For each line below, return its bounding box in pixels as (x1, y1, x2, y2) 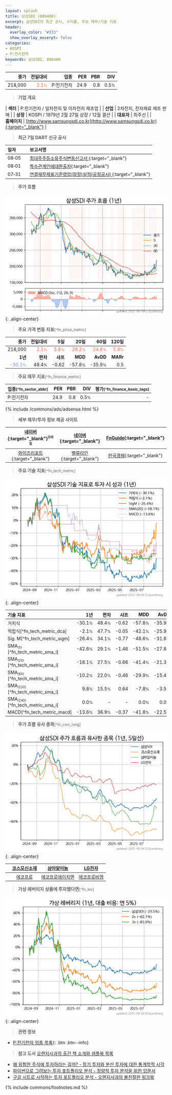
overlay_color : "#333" (10, 30, 58, 35)
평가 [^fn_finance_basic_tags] (95, 385, 149, 392)
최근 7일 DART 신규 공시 (17, 134, 67, 140)
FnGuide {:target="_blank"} (106, 435, 165, 441)
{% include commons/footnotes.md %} (5, 1084, 88, 1090)
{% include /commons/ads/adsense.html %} (5, 406, 99, 412)
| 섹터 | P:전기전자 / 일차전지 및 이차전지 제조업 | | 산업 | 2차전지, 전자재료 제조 (5, 105, 161, 111)
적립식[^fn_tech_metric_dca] (7, 628, 67, 634)
